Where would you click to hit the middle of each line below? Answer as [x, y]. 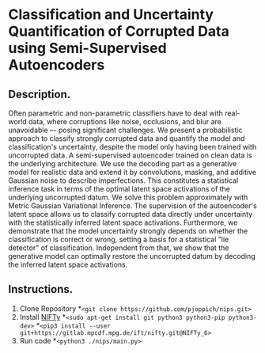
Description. [40, 94]
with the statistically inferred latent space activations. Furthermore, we [123, 222]
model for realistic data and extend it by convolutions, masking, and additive [132, 172]
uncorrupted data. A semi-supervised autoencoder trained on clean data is [130, 155]
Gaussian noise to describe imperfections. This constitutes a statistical [123, 180]
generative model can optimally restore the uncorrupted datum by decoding [132, 256]
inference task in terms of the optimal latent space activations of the [119, 189]
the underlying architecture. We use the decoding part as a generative [123, 163]
